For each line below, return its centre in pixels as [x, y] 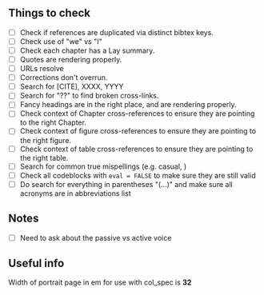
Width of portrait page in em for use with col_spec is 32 [100, 282]
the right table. [44, 157]
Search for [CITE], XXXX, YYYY [72, 86]
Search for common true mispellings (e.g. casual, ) [103, 166]
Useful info [36, 263]
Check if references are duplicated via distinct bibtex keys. [117, 32]
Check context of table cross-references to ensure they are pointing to [136, 149]
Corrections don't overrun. [64, 78]
